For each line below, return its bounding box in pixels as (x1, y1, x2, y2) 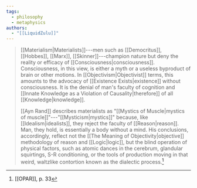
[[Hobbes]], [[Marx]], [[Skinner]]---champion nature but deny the (20, 53, 179, 60)
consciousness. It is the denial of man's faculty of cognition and (20, 84, 175, 91)
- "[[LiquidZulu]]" (11, 30, 59, 36)
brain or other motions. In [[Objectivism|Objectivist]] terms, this (20, 71, 174, 78)
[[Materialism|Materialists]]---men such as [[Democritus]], (20, 46, 162, 53)
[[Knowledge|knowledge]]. (20, 96, 86, 103)
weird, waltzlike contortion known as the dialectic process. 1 (20, 158, 164, 165)
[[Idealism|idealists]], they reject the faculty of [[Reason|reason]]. (20, 120, 179, 127)
